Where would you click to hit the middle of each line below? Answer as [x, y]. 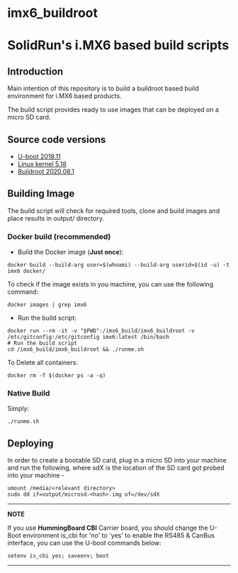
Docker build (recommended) [59, 236]
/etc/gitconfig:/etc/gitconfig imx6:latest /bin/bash [89, 337]
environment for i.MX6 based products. [64, 96]
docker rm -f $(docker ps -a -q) [57, 376]
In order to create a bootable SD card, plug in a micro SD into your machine [117, 461]
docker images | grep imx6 [47, 305]
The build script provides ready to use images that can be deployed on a [113, 110]
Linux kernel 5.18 [42, 164]
